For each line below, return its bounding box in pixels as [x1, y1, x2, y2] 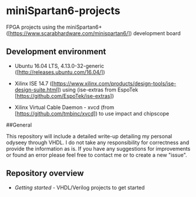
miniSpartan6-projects [6, 4, 121, 18]
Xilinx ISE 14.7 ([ [14, 80, 54, 87]
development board [133, 29, 181, 36]
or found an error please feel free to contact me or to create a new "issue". [6, 151, 187, 158]
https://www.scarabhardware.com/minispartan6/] [9, 29, 131, 36]
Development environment [6, 47, 107, 57]
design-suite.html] [14, 86, 59, 93]
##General [6, 121, 32, 128]
